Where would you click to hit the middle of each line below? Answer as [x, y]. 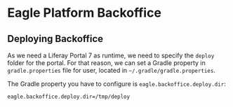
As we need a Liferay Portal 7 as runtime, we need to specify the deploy [111, 55]
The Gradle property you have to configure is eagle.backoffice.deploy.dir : [116, 84]
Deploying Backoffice [55, 39]
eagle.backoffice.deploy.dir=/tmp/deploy [69, 97]
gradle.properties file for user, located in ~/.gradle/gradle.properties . [112, 70]
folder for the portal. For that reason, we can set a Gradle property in [106, 63]
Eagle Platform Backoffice [84, 13]
